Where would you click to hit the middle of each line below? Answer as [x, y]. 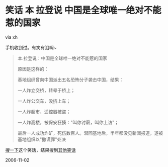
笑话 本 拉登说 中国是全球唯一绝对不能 [83, 10]
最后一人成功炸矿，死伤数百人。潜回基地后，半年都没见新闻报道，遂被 [90, 133]
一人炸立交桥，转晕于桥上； [46, 90]
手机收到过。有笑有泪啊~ [31, 47]
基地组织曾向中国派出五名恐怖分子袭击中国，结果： [70, 79]
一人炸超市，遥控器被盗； [44, 112]
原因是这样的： [33, 69]
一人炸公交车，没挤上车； [44, 101]
